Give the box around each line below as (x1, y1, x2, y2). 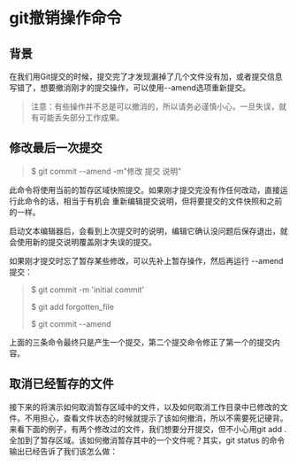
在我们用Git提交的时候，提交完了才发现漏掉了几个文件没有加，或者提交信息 (9, 72, 283, 81)
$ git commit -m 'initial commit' (30, 284, 145, 295)
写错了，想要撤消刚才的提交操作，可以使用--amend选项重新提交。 (9, 82, 251, 93)
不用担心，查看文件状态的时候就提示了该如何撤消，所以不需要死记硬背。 (24, 413, 288, 423)
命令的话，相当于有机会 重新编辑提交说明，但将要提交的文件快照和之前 (24, 196, 283, 206)
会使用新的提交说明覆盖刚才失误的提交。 (9, 236, 156, 247)
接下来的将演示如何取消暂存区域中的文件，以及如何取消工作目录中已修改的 (9, 401, 280, 412)
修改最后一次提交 (9, 141, 103, 156)
